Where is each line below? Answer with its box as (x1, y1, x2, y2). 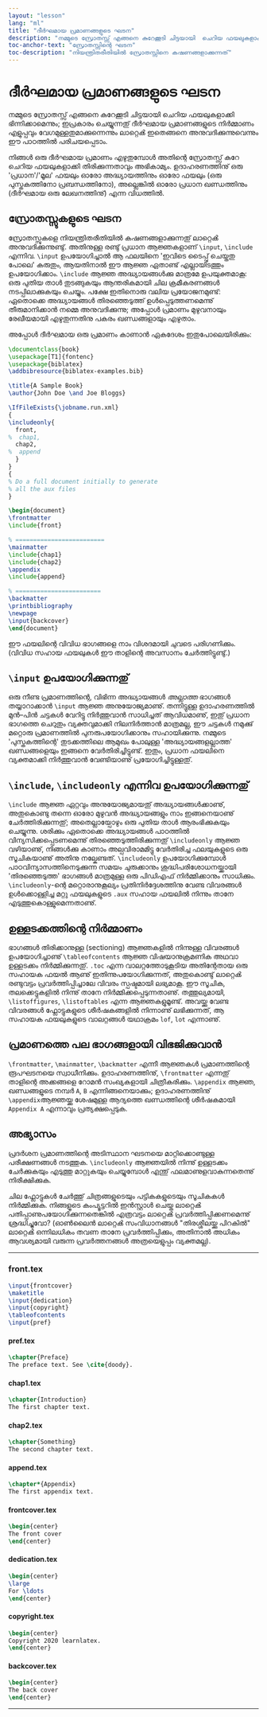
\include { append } (8, 573, 66, 581)
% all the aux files (8, 485, 77, 493)
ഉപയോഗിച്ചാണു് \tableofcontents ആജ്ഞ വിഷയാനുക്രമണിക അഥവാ (8, 952, 238, 961)
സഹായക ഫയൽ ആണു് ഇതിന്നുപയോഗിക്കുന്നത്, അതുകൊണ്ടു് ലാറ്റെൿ (8, 969, 242, 979)
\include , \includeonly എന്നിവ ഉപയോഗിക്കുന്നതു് (8, 778, 249, 792)
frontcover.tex (8, 1505, 57, 1514)
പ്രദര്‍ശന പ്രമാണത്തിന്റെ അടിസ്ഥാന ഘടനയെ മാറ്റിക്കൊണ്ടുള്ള (8, 1148, 215, 1158)
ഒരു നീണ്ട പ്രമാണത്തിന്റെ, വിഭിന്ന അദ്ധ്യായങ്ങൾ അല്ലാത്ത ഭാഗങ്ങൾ (8, 692, 231, 702)
